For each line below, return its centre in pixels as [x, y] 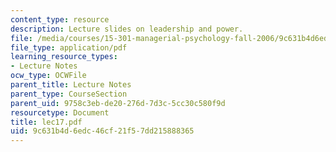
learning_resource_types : [64, 57]
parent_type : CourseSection [69, 94]
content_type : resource [60, 19]
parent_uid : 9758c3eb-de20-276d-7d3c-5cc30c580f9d [118, 103]
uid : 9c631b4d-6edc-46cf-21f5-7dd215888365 [102, 131]
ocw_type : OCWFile [48, 76]
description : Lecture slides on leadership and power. [127, 29]
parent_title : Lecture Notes [71, 85]
